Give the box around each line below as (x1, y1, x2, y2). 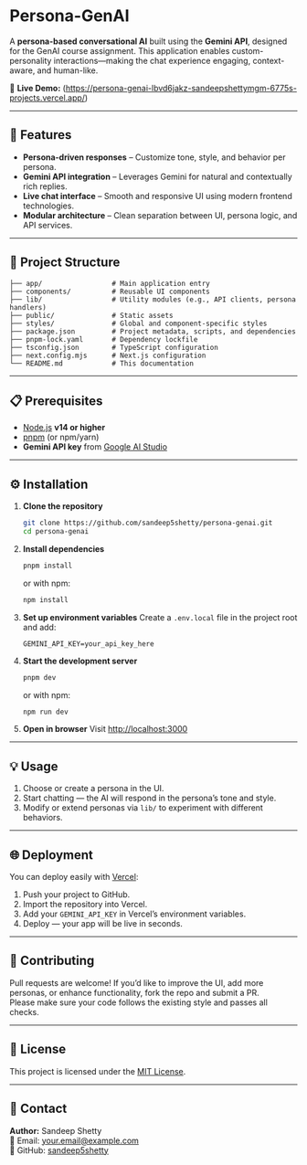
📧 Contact (9, 1101, 68, 1117)
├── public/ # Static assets (9, 311, 174, 320)
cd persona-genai (22, 527, 90, 536)
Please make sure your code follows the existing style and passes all (9, 997, 268, 1008)
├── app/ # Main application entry (9, 279, 210, 288)
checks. (9, 1006, 39, 1017)
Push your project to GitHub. (22, 889, 131, 900)
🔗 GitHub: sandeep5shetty (9, 1144, 110, 1156)
